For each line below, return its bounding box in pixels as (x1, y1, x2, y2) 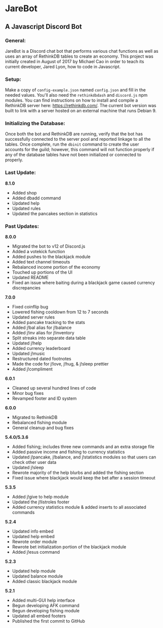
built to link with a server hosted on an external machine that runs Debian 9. (5, 108, 157, 114)
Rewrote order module (12, 539, 57, 545)
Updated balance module (12, 573, 63, 579)
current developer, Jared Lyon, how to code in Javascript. (5, 64, 121, 69)
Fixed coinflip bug (12, 304, 49, 310)
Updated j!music (12, 350, 45, 357)
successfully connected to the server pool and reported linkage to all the (5, 136, 151, 142)
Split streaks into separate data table (12, 335, 86, 341)
